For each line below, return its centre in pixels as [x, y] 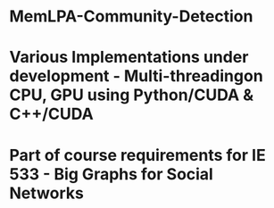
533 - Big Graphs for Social [112, 174]
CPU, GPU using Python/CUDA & [132, 95]
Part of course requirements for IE [137, 155]
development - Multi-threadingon [136, 76]
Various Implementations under [129, 58]
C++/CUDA [51, 114]
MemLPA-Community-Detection [131, 17]
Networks [47, 193]
